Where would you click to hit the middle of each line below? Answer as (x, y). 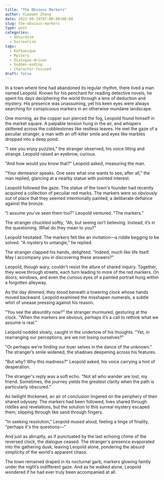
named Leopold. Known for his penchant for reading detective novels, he (79, 93)
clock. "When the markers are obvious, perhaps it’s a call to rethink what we (82, 317)
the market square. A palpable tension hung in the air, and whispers (73, 123)
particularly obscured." (28, 386)
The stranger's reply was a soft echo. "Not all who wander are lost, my (76, 376)
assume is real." (21, 322)
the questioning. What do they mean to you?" (51, 227)
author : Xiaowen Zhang (28, 14)
